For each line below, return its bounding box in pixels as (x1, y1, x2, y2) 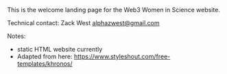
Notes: (7, 32, 26, 40)
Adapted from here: (16, 52, 73, 60)
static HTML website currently (16, 45, 103, 53)
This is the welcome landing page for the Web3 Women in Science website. (7, 6, 221, 14)
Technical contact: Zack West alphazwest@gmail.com (7, 19, 160, 26)
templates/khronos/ (16, 60, 73, 67)
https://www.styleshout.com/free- (74, 52, 171, 60)
